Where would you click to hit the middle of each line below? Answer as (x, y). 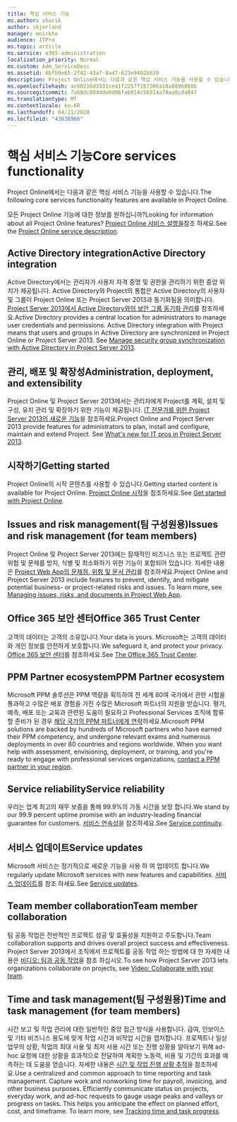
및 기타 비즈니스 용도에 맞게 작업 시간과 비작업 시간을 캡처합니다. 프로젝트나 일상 (117, 1037)
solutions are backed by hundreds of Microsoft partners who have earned (115, 729)
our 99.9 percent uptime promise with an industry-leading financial (104, 815)
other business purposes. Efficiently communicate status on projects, (108, 1088)
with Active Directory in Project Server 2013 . (72, 348)
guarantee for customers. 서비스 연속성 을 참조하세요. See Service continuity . (115, 824)
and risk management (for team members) (102, 536)
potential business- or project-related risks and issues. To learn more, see (115, 587)
